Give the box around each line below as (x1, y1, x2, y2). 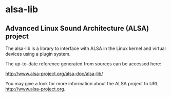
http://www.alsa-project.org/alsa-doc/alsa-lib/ (5, 70, 103, 77)
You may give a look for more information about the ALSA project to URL (5, 81, 159, 86)
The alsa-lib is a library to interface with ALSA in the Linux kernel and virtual (5, 45, 166, 52)
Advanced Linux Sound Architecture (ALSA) (5, 24, 149, 33)
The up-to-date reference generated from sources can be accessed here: (5, 61, 162, 67)
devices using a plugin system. (5, 51, 71, 57)
